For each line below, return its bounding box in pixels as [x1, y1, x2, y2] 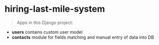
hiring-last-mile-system [4, 3, 105, 15]
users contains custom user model [11, 29, 83, 35]
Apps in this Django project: [16, 20, 73, 25]
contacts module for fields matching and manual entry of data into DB [11, 34, 155, 40]
